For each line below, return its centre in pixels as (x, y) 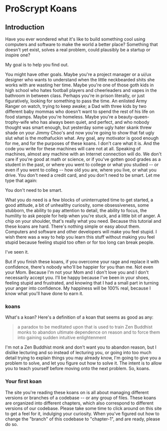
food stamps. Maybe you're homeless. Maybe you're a (61, 117)
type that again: (21, 181)
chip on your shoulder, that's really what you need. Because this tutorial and (83, 221)
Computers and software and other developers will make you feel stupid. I (81, 232)
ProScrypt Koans (41, 9)
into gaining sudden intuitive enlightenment (62, 338)
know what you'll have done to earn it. (44, 293)
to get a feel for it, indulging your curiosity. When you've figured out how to (82, 414)
